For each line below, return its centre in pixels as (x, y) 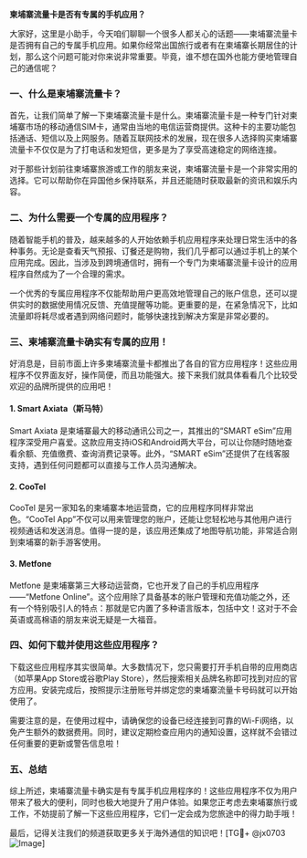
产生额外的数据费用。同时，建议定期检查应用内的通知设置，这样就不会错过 (157, 732)
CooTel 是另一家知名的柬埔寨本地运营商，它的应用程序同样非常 (128, 508)
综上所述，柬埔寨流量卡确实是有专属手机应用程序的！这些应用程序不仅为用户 (153, 791)
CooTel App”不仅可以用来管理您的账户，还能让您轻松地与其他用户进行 (160, 519)
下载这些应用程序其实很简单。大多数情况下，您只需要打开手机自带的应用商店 (153, 666)
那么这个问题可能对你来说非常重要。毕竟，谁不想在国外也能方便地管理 (157, 57)
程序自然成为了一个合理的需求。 (69, 274)
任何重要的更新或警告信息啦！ (65, 743)
